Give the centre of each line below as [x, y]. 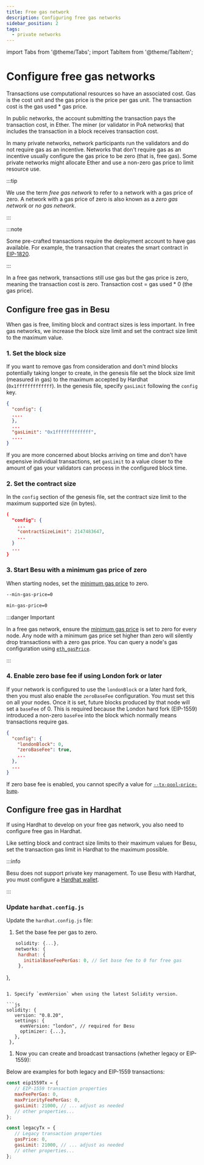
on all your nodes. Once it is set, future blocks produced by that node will [98, 702]
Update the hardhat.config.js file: [50, 920]
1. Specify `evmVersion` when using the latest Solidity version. [92, 994]
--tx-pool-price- [175, 784]
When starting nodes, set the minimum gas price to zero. [78, 583]
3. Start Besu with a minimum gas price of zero [77, 570]
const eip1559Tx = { [33, 1083]
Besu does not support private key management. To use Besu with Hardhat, [101, 873]
